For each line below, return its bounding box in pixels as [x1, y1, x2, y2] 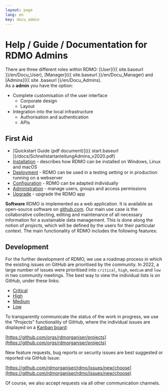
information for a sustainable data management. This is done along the [5, 217, 153, 223]
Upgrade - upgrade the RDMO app [12, 191, 85, 197]
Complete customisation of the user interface [12, 93, 108, 99]
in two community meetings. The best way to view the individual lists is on [5, 272, 160, 278]
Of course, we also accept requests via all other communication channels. [5, 380, 160, 386]
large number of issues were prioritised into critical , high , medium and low [5, 266, 161, 273]
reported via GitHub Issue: [5, 354, 60, 361]
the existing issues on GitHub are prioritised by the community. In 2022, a [5, 261, 159, 267]
